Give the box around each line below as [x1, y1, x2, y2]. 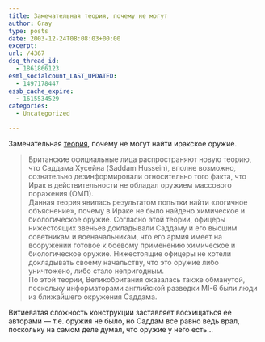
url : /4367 [8, 49, 45, 57]
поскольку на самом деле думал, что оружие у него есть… [8, 325, 214, 334]
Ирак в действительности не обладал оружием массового [27, 180, 233, 190]
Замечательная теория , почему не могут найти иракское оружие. [8, 139, 237, 148]
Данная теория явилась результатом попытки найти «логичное [27, 197, 248, 207]
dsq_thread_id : [8, 57, 60, 65]
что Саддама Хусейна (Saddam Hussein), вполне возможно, [27, 163, 237, 172]
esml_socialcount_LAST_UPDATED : [8, 72, 117, 80]
